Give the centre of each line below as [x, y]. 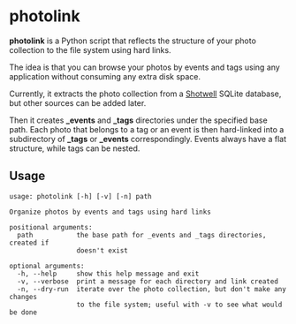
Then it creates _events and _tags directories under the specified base [138, 120]
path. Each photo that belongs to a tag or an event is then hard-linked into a [147, 129]
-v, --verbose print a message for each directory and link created [148, 281]
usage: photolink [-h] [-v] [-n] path [80, 196]
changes [23, 297]
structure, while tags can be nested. [75, 148]
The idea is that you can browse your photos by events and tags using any [144, 67]
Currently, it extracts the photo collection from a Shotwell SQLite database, [145, 94]
